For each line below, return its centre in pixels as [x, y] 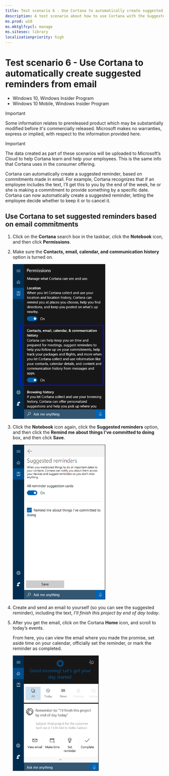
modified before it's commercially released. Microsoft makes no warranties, [83, 128]
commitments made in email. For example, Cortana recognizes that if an [80, 179]
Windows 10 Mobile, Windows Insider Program [61, 103]
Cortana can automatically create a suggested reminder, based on [74, 173]
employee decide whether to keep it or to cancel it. [58, 200]
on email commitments [42, 224]
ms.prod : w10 [19, 21]
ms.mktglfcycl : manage [29, 27]
